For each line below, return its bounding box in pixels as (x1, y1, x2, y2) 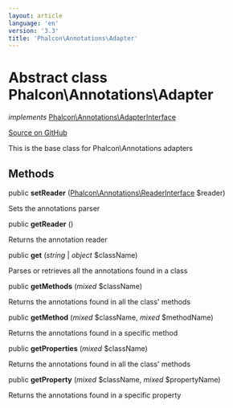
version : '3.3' (8, 27, 59, 35)
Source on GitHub (8, 128, 68, 137)
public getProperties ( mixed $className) (8, 344, 149, 353)
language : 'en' (8, 19, 59, 27)
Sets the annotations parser (8, 204, 100, 213)
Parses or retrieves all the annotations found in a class (8, 266, 188, 275)
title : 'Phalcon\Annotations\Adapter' (8, 34, 138, 43)
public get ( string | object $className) (8, 251, 138, 259)
